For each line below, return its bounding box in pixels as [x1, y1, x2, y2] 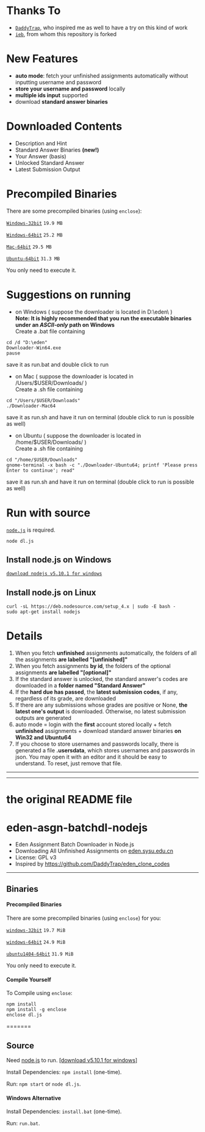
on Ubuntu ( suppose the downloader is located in [15, 432, 142, 439]
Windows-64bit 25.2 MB [6, 232, 63, 238]
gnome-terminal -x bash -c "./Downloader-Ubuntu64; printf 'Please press [6, 462, 198, 468]
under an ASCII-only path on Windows [15, 321, 115, 328]
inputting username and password [15, 78, 102, 86]
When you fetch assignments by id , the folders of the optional [15, 663, 171, 670]
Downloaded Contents [6, 120, 123, 133]
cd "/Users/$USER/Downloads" [6, 397, 81, 403]
